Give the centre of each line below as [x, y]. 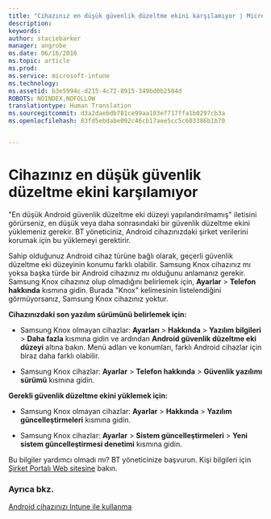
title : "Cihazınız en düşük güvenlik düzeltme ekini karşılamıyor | [126, 16]
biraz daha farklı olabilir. [60, 355]
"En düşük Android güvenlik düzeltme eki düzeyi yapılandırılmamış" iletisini [133, 214]
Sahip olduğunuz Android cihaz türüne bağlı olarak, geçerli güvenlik [121, 256]
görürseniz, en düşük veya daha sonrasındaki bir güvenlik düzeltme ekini [129, 223]
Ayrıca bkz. [31, 489]
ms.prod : [23, 69]
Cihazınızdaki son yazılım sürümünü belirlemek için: [98, 314]
